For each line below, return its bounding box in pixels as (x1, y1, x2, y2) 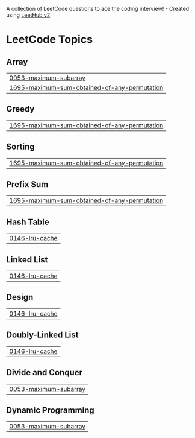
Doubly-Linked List (6, 330, 79, 340)
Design (6, 292, 34, 302)
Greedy (6, 104, 35, 114)
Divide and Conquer (6, 367, 83, 378)
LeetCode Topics (6, 33, 93, 46)
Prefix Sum (6, 179, 49, 189)
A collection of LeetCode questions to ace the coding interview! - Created (6, 5, 190, 12)
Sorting (6, 142, 35, 152)
